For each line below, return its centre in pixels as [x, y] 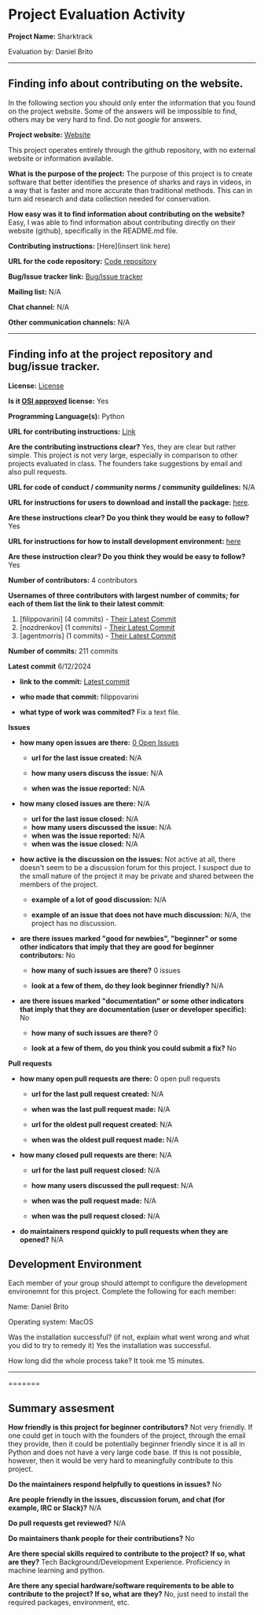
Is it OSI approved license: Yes [59, 401]
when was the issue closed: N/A [85, 843]
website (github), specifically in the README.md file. [93, 231]
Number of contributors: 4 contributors [73, 580]
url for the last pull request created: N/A [97, 1094]
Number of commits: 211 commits [63, 650]
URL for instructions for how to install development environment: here [125, 541]
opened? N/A [42, 1239]
